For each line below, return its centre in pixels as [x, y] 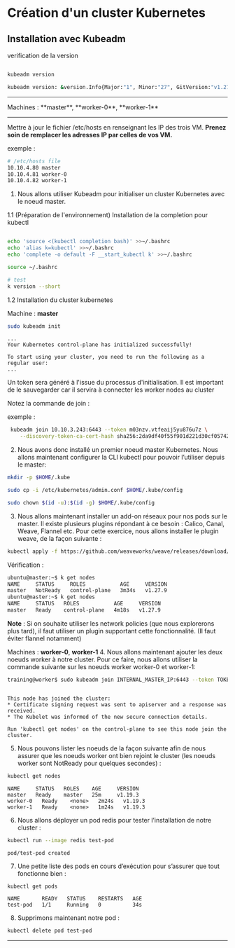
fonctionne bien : [42, 873]
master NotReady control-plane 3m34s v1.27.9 [87, 591]
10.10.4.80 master [34, 167]
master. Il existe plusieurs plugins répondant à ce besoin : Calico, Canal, [121, 523]
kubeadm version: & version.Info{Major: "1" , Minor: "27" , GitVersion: [109, 87]
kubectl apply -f [33, 551]
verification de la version [43, 55]
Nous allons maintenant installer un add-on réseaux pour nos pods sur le [122, 516]
